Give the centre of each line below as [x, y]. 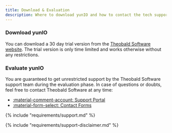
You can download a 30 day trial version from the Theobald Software [78, 43]
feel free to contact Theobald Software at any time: [59, 90]
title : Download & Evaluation [38, 10]
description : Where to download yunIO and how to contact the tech [79, 15]
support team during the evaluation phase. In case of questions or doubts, [83, 84]
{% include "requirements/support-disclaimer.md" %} [62, 125]
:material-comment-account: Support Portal [59, 100]
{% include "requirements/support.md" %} [50, 115]
